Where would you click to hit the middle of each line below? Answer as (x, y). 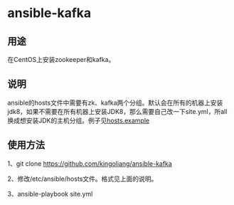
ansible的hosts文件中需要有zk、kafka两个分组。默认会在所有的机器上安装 (115, 102)
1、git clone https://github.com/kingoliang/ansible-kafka (90, 163)
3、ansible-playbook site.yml (50, 194)
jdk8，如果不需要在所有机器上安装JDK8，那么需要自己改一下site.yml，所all (117, 111)
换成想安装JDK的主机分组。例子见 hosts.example (79, 120)
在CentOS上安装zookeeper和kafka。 (61, 59)
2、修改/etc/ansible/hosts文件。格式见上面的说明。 (83, 179)
